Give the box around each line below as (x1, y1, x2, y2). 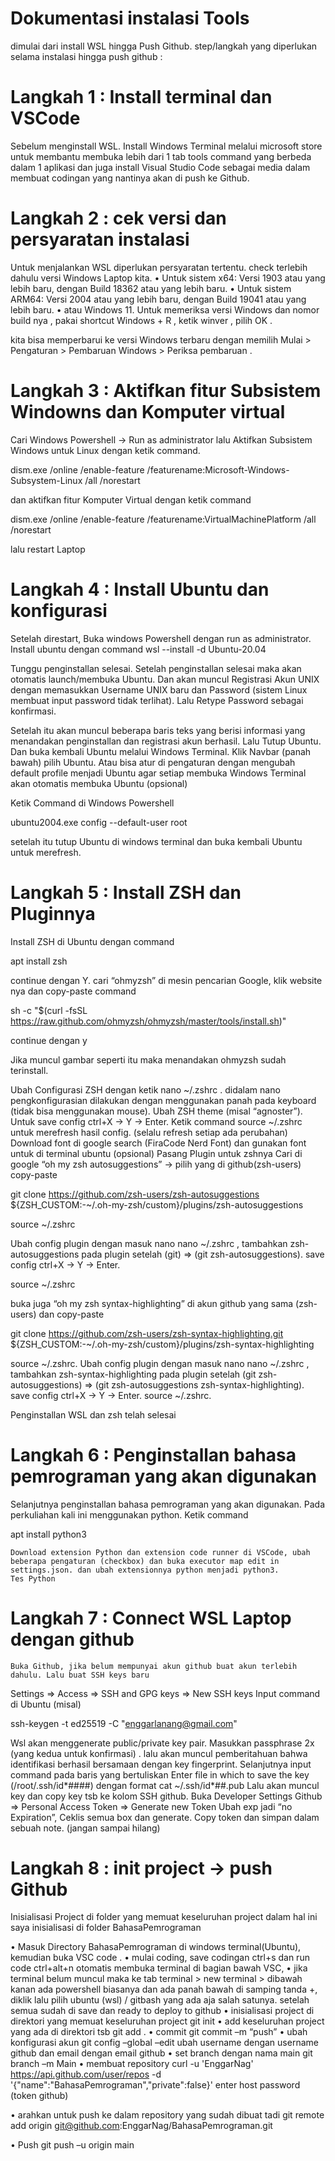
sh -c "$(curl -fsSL (10, 1004, 88, 1016)
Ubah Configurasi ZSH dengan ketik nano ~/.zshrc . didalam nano (10, 1083, 281, 1096)
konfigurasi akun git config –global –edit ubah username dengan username (10, 2037, 319, 2049)
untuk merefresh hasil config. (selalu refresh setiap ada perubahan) (10, 1126, 288, 1138)
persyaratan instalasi (10, 228, 190, 251)
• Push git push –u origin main (10, 2139, 135, 2151)
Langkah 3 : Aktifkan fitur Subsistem (10, 380, 322, 402)
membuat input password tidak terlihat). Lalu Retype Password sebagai (10, 694, 304, 706)
